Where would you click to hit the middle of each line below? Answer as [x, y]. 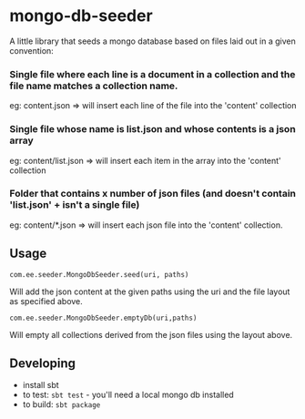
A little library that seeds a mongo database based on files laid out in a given [152, 41]
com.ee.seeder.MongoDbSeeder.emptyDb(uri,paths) [103, 318]
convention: [32, 50]
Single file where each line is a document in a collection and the [152, 74]
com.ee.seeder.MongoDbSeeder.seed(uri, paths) [99, 274]
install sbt [41, 385]
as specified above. [46, 301]
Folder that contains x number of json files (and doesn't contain [153, 194]
